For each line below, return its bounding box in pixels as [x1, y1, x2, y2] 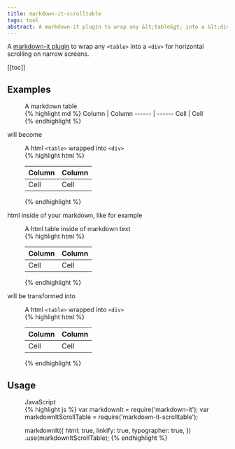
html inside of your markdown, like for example [7, 211, 143, 220]
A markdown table [24, 102, 78, 110]
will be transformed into [7, 292, 76, 300]
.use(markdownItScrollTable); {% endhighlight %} [24, 434, 168, 442]
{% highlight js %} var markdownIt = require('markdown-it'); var [24, 406, 209, 413]
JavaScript [24, 398, 56, 406]
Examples [7, 83, 51, 95]
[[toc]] [7, 64, 26, 72]
